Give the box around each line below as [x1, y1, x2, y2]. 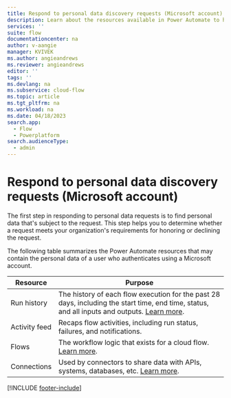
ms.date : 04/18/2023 [7, 112, 67, 119]
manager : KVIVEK [7, 49, 54, 56]
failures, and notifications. [58, 326, 142, 336]
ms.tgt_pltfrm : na [7, 100, 60, 107]
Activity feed [10, 322, 52, 331]
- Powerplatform [13, 132, 60, 138]
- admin [13, 145, 36, 151]
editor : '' [7, 67, 38, 74]
